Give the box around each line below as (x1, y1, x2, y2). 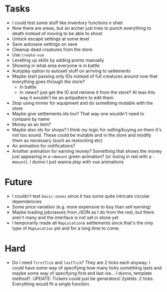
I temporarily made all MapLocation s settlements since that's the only (12, 220, 153, 226)
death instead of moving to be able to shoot (12, 30, 102, 36)
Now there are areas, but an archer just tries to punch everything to (12, 25, 151, 31)
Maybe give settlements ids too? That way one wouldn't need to (12, 110, 144, 116)
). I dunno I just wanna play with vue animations (25, 159, 124, 165)
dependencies (12, 198, 42, 204)
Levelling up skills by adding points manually (12, 57, 104, 63)
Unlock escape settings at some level (12, 36, 90, 42)
